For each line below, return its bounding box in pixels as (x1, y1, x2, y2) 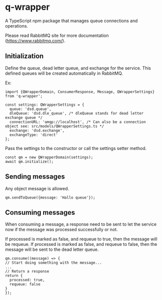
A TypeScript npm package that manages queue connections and (5, 18, 138, 24)
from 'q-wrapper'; (5, 93, 43, 98)
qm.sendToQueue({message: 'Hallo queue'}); (5, 195, 96, 200)
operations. (5, 23, 28, 29)
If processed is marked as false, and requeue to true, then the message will (5, 236, 158, 242)
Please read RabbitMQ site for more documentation (5, 32, 109, 38)
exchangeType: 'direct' (9, 132, 58, 137)
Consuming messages (5, 208, 75, 216)
